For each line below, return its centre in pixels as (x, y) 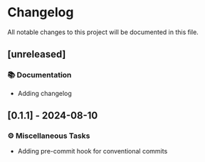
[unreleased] (37, 54)
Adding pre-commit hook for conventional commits (93, 151)
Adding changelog (45, 93)
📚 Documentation (40, 75)
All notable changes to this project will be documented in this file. (103, 32)
